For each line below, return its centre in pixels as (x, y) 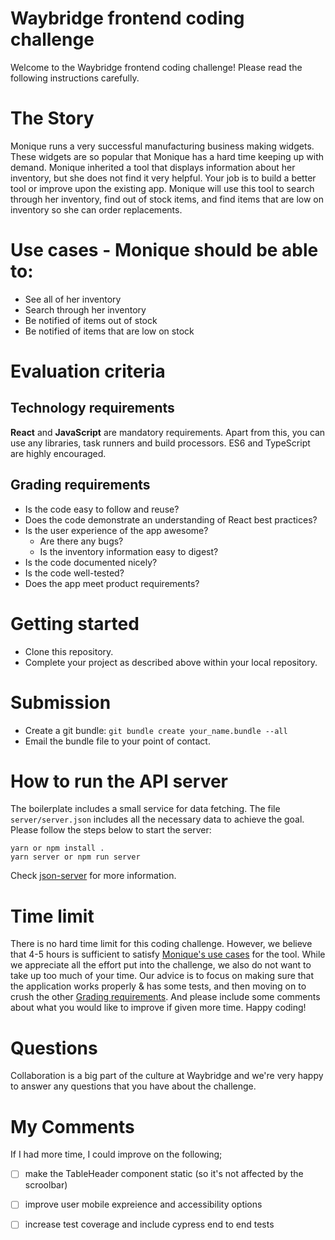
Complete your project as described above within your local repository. (171, 662)
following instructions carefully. (75, 78)
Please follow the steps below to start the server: (111, 830)
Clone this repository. (69, 651)
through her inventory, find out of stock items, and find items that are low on (167, 199)
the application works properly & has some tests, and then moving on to (158, 986)
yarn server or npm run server (75, 857)
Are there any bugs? (81, 541)
